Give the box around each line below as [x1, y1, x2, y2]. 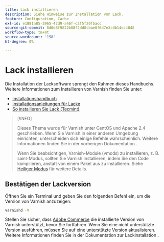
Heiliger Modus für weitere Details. [17, 165, 87, 172]
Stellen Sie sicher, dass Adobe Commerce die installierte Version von [5, 216, 144, 222]
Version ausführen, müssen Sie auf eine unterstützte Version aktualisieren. [5, 227, 156, 233]
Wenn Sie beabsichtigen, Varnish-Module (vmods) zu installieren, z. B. [17, 150, 160, 156]
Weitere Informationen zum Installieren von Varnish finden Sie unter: [5, 86, 143, 92]
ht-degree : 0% [5, 39, 34, 44]
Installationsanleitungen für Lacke [12, 101, 81, 107]
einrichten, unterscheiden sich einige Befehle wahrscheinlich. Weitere [17, 135, 158, 141]
